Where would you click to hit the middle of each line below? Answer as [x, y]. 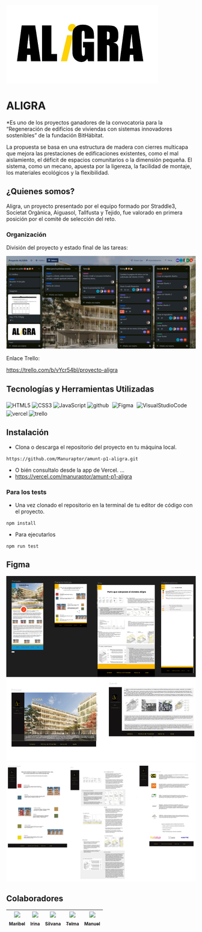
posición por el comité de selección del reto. [61, 219]
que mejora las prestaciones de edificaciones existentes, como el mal [93, 153]
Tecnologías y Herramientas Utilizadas [80, 389]
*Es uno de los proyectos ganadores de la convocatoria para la [84, 122]
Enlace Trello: [23, 358]
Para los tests [26, 492]
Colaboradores [35, 899]
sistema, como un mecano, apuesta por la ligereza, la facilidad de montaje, [99, 166]
